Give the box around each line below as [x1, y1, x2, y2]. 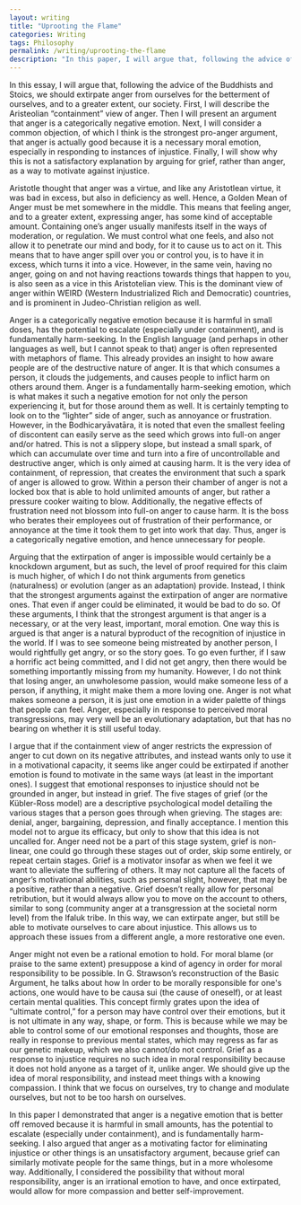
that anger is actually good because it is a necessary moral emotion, [9, 136, 262, 147]
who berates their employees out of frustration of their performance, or [9, 515, 272, 525]
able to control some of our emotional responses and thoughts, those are [9, 1025, 279, 1035]
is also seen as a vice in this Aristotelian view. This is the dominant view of [9, 278, 284, 288]
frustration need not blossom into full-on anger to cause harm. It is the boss [9, 506, 289, 516]
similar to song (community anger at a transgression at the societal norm [9, 903, 278, 913]
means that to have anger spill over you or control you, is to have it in [9, 250, 264, 260]
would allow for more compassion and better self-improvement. [9, 1186, 245, 1196]
